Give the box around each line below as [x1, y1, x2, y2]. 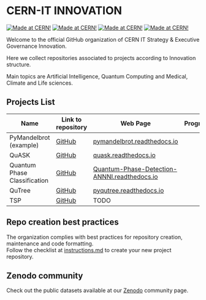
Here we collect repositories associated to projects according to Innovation [6, 54, 196, 61]
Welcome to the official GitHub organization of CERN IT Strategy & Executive [6, 36, 200, 43]
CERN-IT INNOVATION [6, 4, 123, 18]
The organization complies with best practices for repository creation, [6, 233, 183, 240]
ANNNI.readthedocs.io [93, 172, 158, 181]
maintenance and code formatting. [6, 240, 94, 247]
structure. [6, 61, 31, 68]
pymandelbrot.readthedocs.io [93, 137, 178, 145]
